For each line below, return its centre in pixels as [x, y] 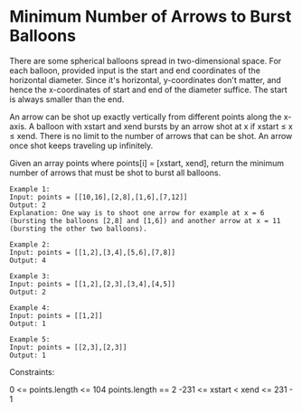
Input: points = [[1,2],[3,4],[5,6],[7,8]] [93, 252]
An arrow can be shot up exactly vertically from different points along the [146, 117]
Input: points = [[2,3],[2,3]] [68, 347]
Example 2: [30, 244]
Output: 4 [28, 260]
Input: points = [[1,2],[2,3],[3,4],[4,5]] [93, 284]
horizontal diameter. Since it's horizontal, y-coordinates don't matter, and [146, 80]
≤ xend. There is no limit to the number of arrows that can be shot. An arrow [151, 136]
